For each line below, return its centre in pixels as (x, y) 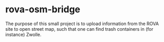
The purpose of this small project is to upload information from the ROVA (82, 24)
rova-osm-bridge (43, 9)
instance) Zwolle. (24, 34)
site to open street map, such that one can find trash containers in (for (79, 29)
